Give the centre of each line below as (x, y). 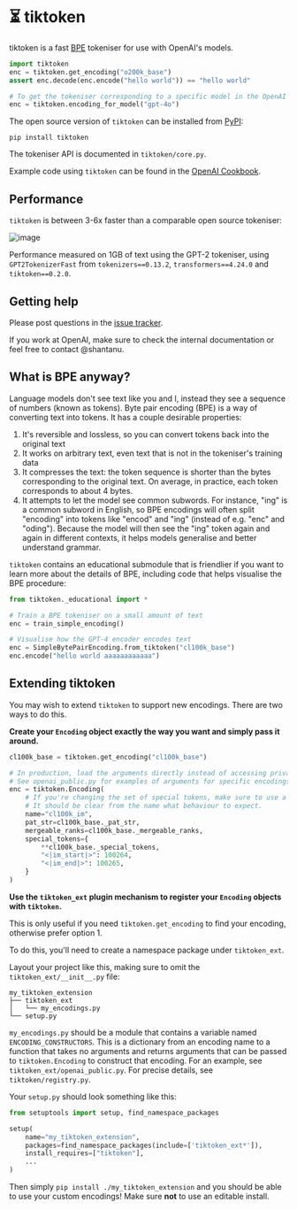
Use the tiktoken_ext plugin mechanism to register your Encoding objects (145, 897)
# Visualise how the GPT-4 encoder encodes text (100, 640)
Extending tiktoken (62, 684)
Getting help (44, 301)
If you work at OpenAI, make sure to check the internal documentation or (142, 339)
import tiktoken (39, 64)
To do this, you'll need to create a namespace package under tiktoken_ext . (147, 950)
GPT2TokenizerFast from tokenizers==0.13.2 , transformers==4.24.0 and (139, 264)
